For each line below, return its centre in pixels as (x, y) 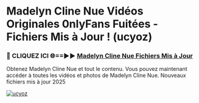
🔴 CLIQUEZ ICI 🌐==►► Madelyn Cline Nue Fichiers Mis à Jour (100, 56)
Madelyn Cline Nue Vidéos (75, 11)
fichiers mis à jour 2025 (36, 82)
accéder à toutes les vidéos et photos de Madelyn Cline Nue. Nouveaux (96, 75)
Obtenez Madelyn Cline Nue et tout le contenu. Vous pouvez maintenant (97, 69)
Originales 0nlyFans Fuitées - (82, 24)
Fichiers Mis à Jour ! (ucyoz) (79, 37)
